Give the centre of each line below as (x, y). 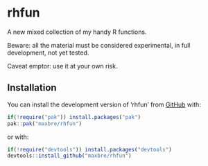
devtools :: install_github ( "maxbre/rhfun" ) (69, 156)
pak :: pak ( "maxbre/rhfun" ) (44, 123)
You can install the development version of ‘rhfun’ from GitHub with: (104, 104)
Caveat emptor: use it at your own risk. (62, 66)
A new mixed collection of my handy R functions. (77, 32)
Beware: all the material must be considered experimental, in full (99, 45)
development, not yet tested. (48, 53)
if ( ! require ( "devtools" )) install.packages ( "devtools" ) (89, 149)
